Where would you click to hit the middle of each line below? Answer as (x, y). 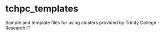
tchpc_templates (42, 9)
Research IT (18, 27)
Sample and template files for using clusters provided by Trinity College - (82, 22)
